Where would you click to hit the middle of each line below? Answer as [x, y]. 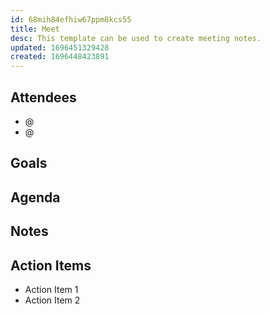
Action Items [51, 265]
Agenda [35, 197]
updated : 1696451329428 [60, 47]
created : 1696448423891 [60, 57]
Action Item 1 [51, 289]
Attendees [43, 97]
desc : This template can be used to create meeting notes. [136, 38]
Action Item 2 [52, 300]
